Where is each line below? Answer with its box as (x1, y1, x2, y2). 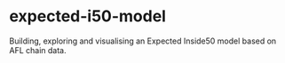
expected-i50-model (9, 6, 167, 27)
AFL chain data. (9, 44, 67, 55)
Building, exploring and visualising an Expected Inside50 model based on (9, 35, 277, 46)
